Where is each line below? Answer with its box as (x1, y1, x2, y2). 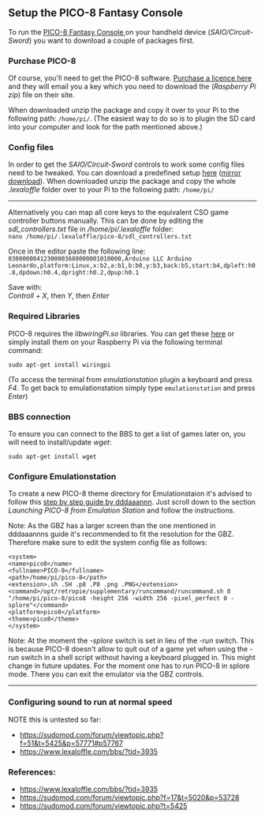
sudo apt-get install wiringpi (8, 361, 111, 369)
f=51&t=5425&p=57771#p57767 (19, 738, 124, 748)
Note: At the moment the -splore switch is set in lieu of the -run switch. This (8, 636, 255, 646)
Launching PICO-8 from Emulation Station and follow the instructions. (8, 505, 235, 516)
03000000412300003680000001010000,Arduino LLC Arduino (8, 255, 192, 263)
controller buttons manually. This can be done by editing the (8, 216, 203, 226)
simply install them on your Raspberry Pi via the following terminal (8, 337, 223, 347)
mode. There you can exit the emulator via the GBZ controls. (8, 670, 204, 679)
